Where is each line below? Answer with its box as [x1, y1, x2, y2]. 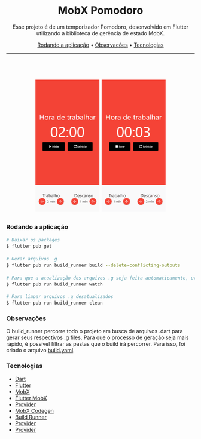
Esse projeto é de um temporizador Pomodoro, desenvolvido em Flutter [12, 23, 189, 30]
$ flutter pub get [6, 243, 52, 250]
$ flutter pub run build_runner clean [6, 300, 103, 306]
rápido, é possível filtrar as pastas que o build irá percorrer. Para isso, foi [6, 340, 185, 348]
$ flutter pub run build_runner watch [6, 281, 103, 287]
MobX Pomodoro [57, 4, 144, 17]
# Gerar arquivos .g [6, 256, 58, 262]
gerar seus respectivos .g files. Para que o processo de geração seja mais [6, 334, 189, 341]
